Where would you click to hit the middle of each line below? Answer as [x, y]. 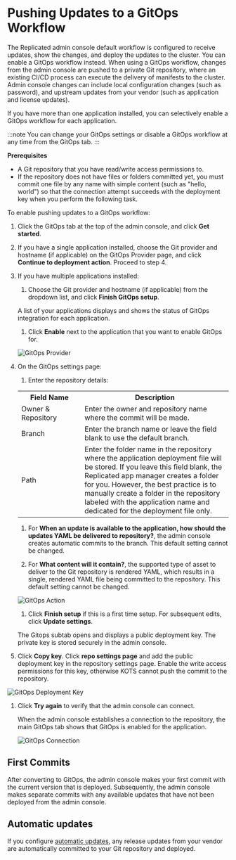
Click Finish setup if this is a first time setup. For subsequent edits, [125, 614]
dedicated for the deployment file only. [148, 511]
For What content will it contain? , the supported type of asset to [122, 564]
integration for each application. [64, 318]
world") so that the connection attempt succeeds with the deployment [119, 191]
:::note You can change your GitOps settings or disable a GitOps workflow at [118, 134]
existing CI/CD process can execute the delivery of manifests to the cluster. [117, 77]
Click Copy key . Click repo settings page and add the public [105, 656]
